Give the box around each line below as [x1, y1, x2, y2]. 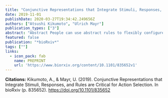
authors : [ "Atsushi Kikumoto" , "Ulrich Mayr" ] [5, 21, 104, 26]
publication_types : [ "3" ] [5, 26, 59, 31]
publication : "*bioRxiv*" [5, 40, 59, 45]
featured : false [5, 35, 39, 40]
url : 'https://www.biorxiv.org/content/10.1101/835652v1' [14, 63, 137, 68]
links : [5, 49, 19, 54]
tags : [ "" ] [5, 44, 28, 49]
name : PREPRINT [14, 58, 46, 63]
